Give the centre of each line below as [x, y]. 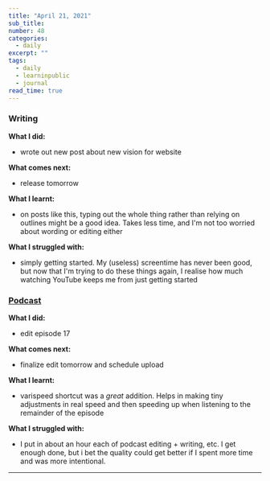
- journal [32, 83]
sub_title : [27, 23]
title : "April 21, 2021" [50, 16]
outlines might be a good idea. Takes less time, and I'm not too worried [137, 223]
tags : [17, 61]
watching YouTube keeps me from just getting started [109, 279]
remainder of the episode [62, 413]
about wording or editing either [71, 231]
